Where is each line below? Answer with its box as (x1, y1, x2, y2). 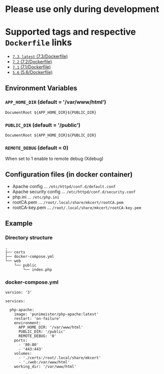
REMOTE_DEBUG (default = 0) (5, 145, 69, 152)
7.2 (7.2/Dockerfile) (12, 59, 52, 65)
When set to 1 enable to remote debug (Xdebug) (5, 156, 104, 162)
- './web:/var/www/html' (18, 360, 70, 365)
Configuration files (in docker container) (5, 170, 133, 179)
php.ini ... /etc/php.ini (12, 194, 60, 200)
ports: (14, 338, 28, 343)
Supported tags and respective (5, 26, 136, 38)
